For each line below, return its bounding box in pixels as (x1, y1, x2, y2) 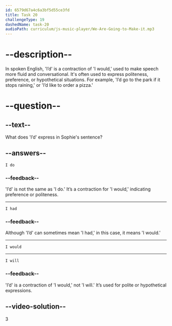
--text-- (5, 120, 31, 129)
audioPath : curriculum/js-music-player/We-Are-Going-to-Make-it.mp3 (5, 27, 155, 32)
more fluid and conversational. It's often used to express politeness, (5, 71, 148, 78)
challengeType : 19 (5, 17, 45, 22)
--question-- (5, 100, 61, 112)
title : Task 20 (5, 12, 38, 17)
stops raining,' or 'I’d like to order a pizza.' (5, 82, 93, 88)
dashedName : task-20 (5, 22, 50, 27)
